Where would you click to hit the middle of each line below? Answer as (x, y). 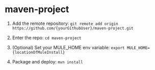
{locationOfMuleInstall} (38, 52)
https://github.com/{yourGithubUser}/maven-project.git (73, 28)
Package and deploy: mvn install (47, 61)
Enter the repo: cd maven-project (47, 38)
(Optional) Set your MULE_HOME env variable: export (69, 47)
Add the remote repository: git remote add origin (65, 23)
